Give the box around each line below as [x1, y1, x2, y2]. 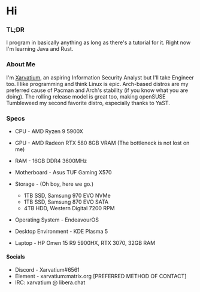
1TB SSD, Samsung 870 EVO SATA [23, 198, 109, 205]
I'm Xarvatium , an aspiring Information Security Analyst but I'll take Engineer [6, 73, 195, 81]
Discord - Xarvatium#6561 [14, 266, 80, 273]
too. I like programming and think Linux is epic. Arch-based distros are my [6, 80, 189, 87]
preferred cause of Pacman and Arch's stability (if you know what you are [6, 87, 189, 94]
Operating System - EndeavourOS [14, 216, 99, 223]
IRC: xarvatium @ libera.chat [14, 279, 86, 286]
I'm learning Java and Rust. [6, 45, 74, 53]
